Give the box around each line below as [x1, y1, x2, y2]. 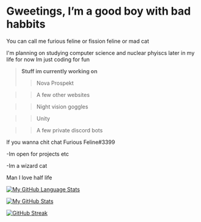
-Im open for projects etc [6, 150, 69, 157]
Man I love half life [6, 174, 52, 181]
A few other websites [36, 91, 90, 98]
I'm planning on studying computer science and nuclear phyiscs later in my [6, 49, 195, 56]
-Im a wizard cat [6, 162, 48, 169]
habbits [6, 17, 46, 31]
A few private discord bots [36, 126, 103, 134]
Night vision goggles [36, 102, 88, 110]
